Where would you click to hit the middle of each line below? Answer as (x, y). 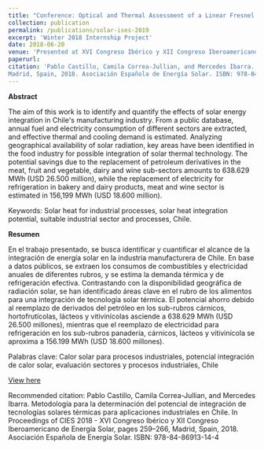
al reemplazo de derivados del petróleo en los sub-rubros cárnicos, (117, 308)
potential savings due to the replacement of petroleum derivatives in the (125, 161)
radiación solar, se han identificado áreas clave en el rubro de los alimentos (130, 291)
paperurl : (24, 60)
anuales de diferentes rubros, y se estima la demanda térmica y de (116, 274)
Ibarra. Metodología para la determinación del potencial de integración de (127, 404)
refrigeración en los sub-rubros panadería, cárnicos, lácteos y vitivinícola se (132, 333)
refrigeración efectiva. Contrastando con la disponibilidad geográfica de (125, 282)
